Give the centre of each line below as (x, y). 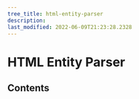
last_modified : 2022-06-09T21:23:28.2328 (70, 27)
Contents (29, 88)
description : (27, 21)
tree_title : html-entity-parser (55, 14)
